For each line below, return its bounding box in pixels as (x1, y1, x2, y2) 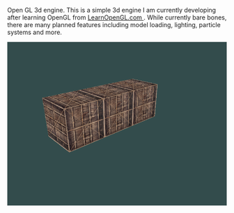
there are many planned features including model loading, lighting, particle (7, 21, 221, 29)
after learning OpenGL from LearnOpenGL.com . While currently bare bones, (7, 13, 227, 22)
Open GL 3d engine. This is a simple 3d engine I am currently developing (7, 6, 217, 14)
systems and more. (7, 28, 63, 36)
